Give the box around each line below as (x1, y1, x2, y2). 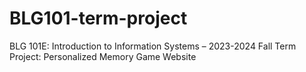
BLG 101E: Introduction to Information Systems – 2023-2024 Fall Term (9, 40, 297, 52)
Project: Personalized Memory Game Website (9, 50, 197, 62)
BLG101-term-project (9, 7, 188, 30)
